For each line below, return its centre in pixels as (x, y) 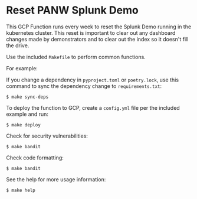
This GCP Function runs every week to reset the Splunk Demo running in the (99, 27)
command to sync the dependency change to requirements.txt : (84, 86)
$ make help (21, 190)
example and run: (27, 114)
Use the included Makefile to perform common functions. (76, 57)
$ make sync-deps (27, 97)
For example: (22, 68)
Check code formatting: (35, 158)
